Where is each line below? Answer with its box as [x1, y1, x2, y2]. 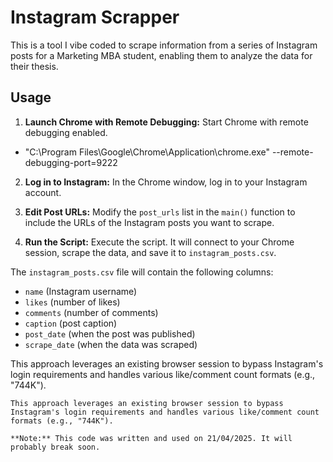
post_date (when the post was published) [24, 327, 196, 340]
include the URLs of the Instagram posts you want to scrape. [24, 216, 275, 228]
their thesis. [10, 60, 59, 72]
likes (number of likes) [24, 296, 121, 308]
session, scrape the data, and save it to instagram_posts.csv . [24, 246, 277, 258]
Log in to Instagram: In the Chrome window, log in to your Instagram [24, 176, 308, 188]
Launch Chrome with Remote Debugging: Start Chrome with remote [24, 116, 309, 128]
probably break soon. [10, 442, 101, 452]
